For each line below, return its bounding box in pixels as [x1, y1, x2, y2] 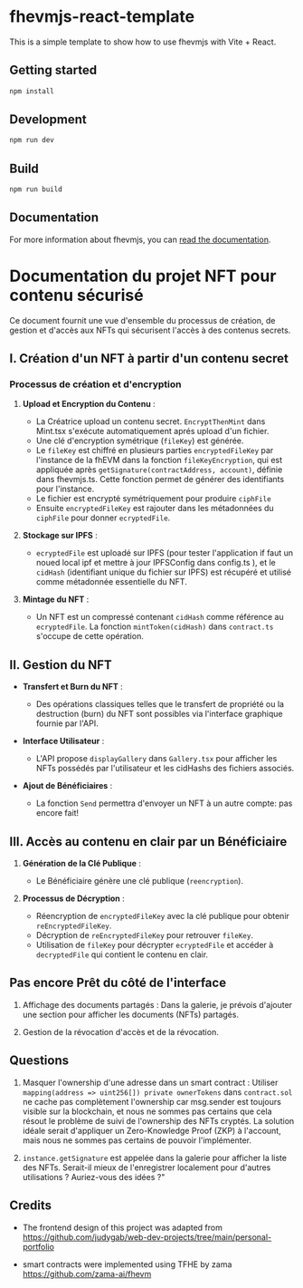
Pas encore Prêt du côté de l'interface [9, 975, 227, 991]
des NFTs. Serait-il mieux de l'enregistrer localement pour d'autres [22, 1162, 271, 1173]
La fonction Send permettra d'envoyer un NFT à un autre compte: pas [35, 798, 293, 809]
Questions [9, 1053, 70, 1069]
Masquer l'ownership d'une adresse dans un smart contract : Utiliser [22, 1077, 279, 1088]
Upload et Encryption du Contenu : [22, 399, 156, 410]
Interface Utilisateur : [22, 736, 105, 747]
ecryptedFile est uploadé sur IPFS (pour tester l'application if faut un [35, 547, 294, 558]
